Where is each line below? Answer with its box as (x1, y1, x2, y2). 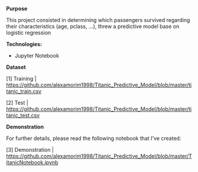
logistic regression (6, 29, 51, 36)
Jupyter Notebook (14, 52, 59, 59)
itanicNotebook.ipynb (6, 159, 59, 165)
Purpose (6, 5, 28, 12)
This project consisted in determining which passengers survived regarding (6, 17, 190, 23)
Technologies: (6, 41, 43, 47)
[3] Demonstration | (6, 146, 54, 153)
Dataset (6, 63, 26, 71)
